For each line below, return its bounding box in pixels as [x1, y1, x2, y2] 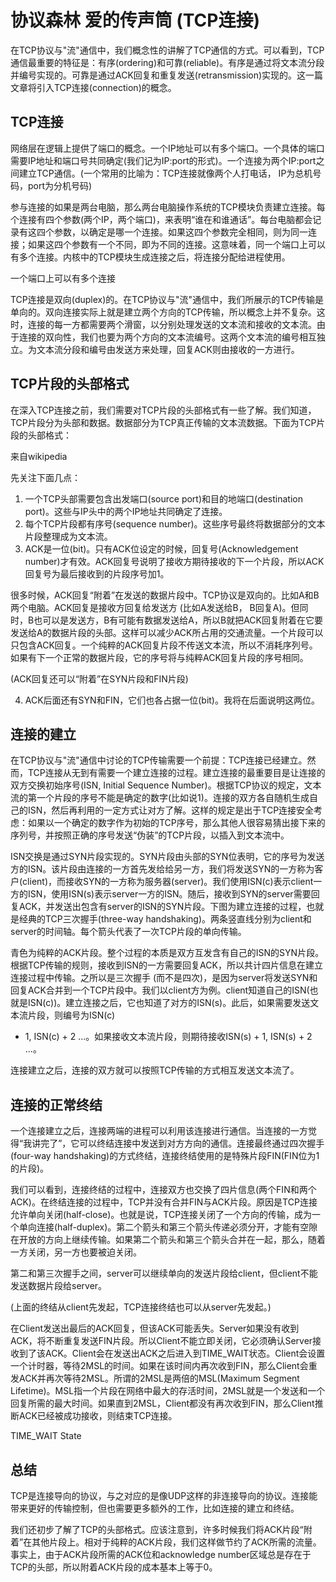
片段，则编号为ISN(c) [27, 1009, 116, 1021]
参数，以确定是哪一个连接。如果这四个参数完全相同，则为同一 [53, 226, 308, 238]
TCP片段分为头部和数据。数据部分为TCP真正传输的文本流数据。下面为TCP [10, 416, 317, 428]
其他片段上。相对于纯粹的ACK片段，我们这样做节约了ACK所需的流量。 [31, 1536, 322, 1548]
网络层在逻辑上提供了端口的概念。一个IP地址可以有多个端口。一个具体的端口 [10, 142, 325, 154]
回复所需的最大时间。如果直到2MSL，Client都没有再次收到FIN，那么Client [10, 1397, 315, 1410]
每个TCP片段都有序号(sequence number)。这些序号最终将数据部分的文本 [24, 517, 326, 530]
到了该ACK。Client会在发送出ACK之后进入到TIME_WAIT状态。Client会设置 [18, 1347, 326, 1360]
